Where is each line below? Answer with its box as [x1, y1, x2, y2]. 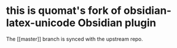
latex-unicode [6, 16, 76, 29]
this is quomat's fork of [6, 4, 122, 17]
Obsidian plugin [77, 16, 156, 29]
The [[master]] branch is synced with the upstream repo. [6, 35, 144, 42]
